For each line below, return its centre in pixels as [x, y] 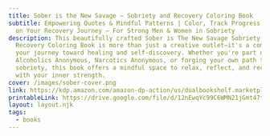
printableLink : [34, 98]
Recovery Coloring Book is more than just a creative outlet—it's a [133, 46]
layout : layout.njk [41, 105]
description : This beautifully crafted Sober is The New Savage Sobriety [135, 38]
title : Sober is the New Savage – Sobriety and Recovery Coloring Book [131, 16]
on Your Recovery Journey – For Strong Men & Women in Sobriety [125, 30]
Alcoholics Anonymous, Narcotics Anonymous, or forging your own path [136, 61]
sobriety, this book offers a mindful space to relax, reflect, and [133, 68]
